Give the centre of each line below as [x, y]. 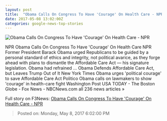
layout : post [19, 10]
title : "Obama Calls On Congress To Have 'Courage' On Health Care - [80, 14]
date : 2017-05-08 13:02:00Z [34, 19]
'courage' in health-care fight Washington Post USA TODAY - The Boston [80, 84]
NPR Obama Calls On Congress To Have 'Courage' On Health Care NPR [78, 47]
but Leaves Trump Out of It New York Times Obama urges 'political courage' [83, 73]
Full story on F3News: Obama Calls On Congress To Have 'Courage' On [78, 99]
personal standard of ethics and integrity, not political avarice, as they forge [83, 58]
